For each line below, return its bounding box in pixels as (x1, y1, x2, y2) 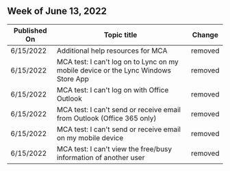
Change (192, 30, 219, 40)
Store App (56, 74, 89, 83)
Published (13, 25, 47, 35)
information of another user (56, 153, 145, 162)
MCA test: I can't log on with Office (56, 85, 169, 94)
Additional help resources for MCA (56, 46, 168, 55)
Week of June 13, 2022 (7, 5, 107, 17)
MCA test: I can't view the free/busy (56, 144, 172, 153)
